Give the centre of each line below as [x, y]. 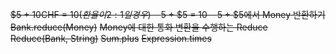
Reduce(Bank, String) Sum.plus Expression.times [111, 38]
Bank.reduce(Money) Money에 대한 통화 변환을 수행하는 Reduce [139, 27]
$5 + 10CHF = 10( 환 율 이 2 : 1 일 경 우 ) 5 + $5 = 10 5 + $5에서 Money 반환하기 [168, 14]
